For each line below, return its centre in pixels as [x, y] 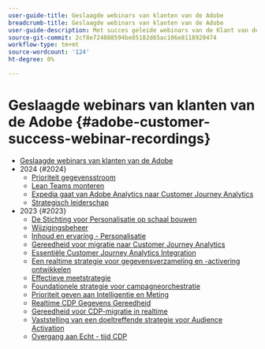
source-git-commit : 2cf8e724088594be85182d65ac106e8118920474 [112, 37]
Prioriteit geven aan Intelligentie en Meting [100, 294]
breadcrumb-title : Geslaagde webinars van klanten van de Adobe [116, 23]
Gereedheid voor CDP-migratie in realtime [99, 311]
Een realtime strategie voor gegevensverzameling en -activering [136, 261]
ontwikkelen [51, 269]
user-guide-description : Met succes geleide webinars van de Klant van [128, 30]
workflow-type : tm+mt [44, 45]
